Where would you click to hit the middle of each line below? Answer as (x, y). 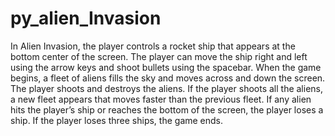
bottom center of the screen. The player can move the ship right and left (159, 56)
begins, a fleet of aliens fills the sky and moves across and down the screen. (168, 78)
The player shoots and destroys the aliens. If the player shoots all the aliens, (167, 88)
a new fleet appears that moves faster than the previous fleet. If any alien (161, 99)
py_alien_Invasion (86, 18)
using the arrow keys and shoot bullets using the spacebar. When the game (166, 67)
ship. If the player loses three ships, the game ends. (117, 120)
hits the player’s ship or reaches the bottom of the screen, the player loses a (167, 109)
